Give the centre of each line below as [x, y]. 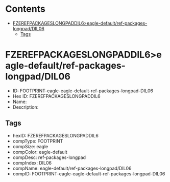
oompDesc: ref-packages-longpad [49, 157]
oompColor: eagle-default [40, 152]
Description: [26, 107]
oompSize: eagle [30, 146]
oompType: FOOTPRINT [38, 141]
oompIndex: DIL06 [32, 163]
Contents [26, 9]
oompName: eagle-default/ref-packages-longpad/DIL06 [72, 168]
